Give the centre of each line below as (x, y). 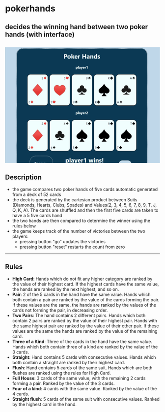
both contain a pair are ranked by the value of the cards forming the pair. (86, 300)
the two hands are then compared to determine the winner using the (81, 221)
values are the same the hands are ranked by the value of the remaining (85, 331)
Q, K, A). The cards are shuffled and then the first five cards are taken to (85, 210)
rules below (24, 226)
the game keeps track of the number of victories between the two (79, 231)
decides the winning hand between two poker (77, 27)
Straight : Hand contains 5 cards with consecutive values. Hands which (84, 357)
